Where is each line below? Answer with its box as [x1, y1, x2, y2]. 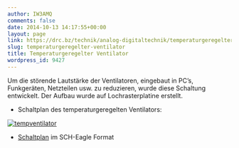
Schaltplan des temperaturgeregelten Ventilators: [17, 105, 162, 114]
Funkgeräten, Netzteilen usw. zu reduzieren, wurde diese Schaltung [7, 83, 206, 92]
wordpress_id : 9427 [7, 57, 65, 64]
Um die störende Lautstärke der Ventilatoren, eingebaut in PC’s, [7, 76, 193, 85]
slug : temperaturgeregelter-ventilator [7, 43, 126, 51]
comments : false [7, 17, 55, 24]
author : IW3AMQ [7, 10, 53, 18]
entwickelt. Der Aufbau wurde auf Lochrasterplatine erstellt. [7, 91, 184, 100]
